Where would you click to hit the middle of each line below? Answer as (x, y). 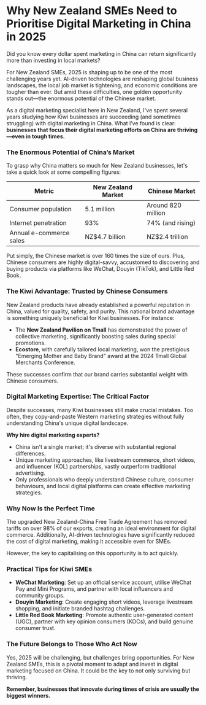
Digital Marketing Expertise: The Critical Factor (78, 397)
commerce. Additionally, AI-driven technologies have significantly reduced (101, 535)
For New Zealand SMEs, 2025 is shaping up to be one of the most (90, 72)
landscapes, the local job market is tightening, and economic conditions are (102, 85)
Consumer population (40, 209)
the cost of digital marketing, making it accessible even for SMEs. (89, 542)
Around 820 (164, 205)
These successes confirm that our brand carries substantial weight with (97, 374)
